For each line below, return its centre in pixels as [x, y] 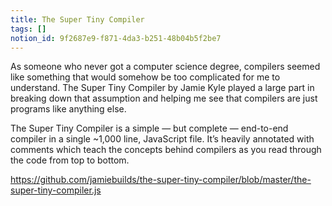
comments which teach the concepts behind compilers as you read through [166, 150]
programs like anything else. [68, 109]
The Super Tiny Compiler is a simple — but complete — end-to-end [149, 128]
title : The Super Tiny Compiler [77, 19]
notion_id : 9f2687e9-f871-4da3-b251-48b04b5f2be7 [116, 38]
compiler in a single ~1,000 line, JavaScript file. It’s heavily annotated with [162, 139]
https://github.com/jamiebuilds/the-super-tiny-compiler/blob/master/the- [161, 180]
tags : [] [28, 29]
